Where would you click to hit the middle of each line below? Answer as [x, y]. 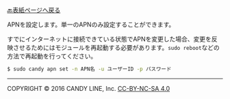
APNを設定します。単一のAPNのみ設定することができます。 [91, 25]
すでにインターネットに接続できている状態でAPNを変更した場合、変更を [110, 39]
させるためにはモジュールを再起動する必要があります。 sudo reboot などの [116, 47]
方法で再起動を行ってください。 [52, 56]
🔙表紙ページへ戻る [34, 10]
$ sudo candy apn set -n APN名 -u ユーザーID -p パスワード [89, 69]
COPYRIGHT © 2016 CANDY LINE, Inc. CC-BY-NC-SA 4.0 [88, 88]
